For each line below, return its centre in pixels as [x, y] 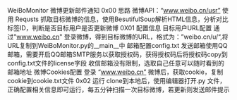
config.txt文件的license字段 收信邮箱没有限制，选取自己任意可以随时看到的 [116, 63]
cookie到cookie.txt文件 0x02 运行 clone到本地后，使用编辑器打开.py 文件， [117, 81]
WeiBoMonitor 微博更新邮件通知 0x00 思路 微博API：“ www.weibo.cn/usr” [114, 10]
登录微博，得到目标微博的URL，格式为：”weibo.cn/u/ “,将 [146, 37]
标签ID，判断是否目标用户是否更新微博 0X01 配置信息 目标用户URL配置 [110, 28]
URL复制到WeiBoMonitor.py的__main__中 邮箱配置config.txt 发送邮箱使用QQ [117, 45]
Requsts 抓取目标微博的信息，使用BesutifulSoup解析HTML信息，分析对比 [122, 19]
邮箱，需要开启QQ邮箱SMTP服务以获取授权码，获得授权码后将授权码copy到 [117, 54]
